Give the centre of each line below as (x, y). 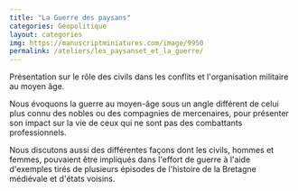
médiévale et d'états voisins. (62, 179)
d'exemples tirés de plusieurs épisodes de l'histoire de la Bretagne (133, 169)
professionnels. (38, 132)
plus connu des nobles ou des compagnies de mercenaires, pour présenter (149, 114)
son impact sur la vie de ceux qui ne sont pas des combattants (126, 123)
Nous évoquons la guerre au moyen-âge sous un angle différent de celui (144, 104)
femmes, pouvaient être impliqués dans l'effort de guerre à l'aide (130, 159)
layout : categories (46, 34)
